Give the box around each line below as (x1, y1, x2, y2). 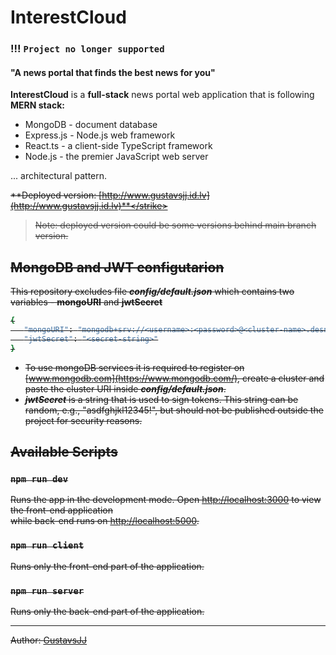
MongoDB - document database (24, 119, 158, 131)
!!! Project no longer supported (10, 42, 165, 56)
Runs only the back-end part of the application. (10, 605, 205, 617)
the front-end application (10, 504, 113, 516)
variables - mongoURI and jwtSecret (10, 296, 163, 308)
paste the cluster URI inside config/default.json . (24, 382, 227, 395)
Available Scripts (10, 444, 118, 461)
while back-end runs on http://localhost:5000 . (10, 515, 200, 527)
